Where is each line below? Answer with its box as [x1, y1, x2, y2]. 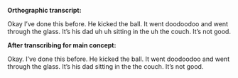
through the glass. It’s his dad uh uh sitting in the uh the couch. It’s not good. [7, 28, 231, 35]
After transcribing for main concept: [7, 41, 117, 49]
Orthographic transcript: [7, 6, 82, 14]
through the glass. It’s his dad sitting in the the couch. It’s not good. [7, 62, 204, 70]
